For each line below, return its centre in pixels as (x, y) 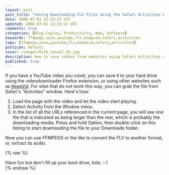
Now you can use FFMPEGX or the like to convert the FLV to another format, (84, 138)
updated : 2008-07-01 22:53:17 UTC (41, 24)
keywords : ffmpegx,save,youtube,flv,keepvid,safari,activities (73, 38)
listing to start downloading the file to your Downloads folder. (76, 128)
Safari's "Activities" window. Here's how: (47, 92)
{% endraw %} (21, 168)
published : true (22, 61)
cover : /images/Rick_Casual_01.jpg (43, 52)
